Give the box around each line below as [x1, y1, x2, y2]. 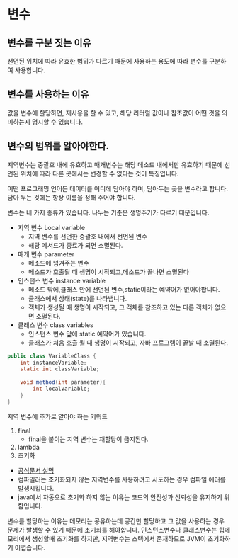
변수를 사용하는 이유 [7, 89, 89, 101]
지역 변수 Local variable [17, 223, 86, 232]
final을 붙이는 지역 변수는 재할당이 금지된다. [28, 435, 149, 443]
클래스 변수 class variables [17, 320, 93, 329]
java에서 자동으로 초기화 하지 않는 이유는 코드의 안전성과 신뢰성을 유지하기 [17, 493, 223, 501]
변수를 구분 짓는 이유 [7, 37, 91, 49]
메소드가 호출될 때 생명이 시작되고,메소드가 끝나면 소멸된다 [28, 267, 190, 276]
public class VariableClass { [7, 352, 97, 360]
